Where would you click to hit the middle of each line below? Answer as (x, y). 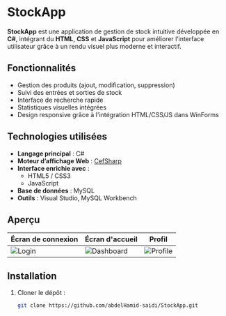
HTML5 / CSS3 (49, 176)
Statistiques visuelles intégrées (62, 107)
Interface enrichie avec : (53, 168)
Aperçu (24, 219)
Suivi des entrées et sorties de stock (70, 92)
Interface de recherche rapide (60, 100)
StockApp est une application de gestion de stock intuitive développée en (113, 31)
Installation (32, 276)
